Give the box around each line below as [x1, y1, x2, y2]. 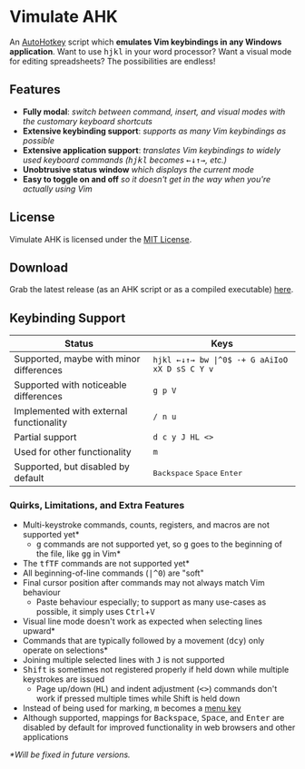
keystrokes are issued [22, 674, 105, 685]
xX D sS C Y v [152, 364, 214, 374]
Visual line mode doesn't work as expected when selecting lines [22, 616, 263, 627]
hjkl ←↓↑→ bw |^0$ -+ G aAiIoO [152, 355, 289, 365]
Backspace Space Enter [152, 468, 243, 478]
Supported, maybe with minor [14, 352, 141, 365]
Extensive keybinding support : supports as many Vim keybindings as [22, 125, 287, 136]
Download [9, 260, 68, 275]
